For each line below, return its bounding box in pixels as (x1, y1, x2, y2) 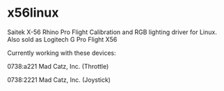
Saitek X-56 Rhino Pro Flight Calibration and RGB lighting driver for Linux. (7, 28, 217, 36)
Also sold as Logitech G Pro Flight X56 (7, 35, 118, 43)
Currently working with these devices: (7, 49, 116, 57)
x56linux (7, 5, 59, 21)
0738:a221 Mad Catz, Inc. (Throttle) (7, 62, 109, 70)
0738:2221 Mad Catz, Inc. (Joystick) (7, 75, 111, 84)
